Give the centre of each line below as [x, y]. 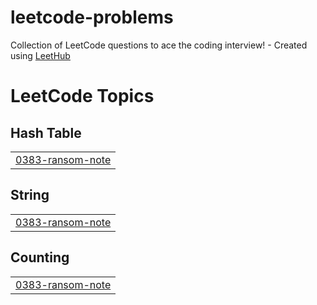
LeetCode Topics [82, 96]
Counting [40, 257]
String [30, 195]
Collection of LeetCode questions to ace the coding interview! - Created [159, 45]
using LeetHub [40, 55]
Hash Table [46, 132]
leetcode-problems [92, 17]
